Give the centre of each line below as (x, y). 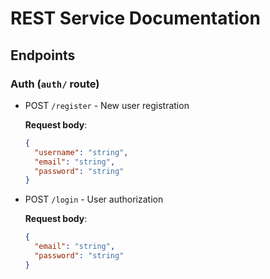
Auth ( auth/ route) (55, 84)
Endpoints (43, 55)
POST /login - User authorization (94, 199)
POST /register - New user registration (107, 105)
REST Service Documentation (135, 18)
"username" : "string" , (81, 152)
